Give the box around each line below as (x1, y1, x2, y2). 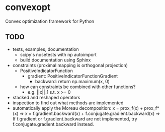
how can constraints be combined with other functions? (20, 84, 136, 90)
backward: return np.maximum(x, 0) (35, 78, 110, 84)
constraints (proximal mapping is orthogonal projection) (12, 62, 128, 68)
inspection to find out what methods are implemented (12, 100, 124, 106)
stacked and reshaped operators (12, 94, 80, 100)
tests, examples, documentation (12, 46, 79, 52)
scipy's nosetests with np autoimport (20, 51, 97, 57)
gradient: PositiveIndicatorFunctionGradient (27, 73, 118, 79)
